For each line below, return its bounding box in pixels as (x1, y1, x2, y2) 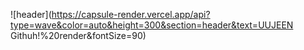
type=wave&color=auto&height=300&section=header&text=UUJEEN (10, 19, 294, 31)
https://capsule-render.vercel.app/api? (51, 9, 211, 20)
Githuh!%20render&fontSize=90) (10, 30, 147, 41)
